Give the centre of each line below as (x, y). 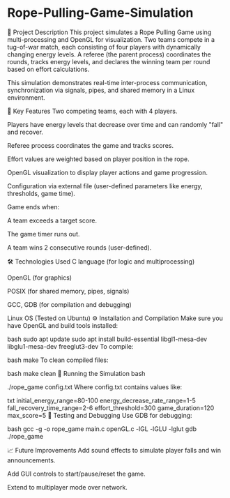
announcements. (31, 460)
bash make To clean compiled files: (58, 360)
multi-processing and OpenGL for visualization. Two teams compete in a (111, 39)
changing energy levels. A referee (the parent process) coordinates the (109, 54)
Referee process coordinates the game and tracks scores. (91, 145)
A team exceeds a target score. (52, 220)
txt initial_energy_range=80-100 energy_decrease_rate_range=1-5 (102, 400)
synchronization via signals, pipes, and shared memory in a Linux (101, 90)
